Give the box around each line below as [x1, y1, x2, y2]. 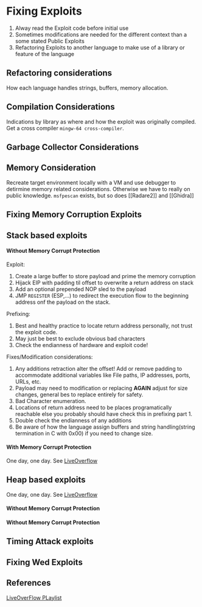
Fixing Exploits [6, 4, 82, 18]
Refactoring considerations [6, 68, 113, 79]
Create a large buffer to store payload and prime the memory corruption [15, 272, 196, 279]
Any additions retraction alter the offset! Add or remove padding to [15, 365, 183, 372]
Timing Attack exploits [6, 536, 94, 547]
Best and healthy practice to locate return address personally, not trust [15, 321, 193, 329]
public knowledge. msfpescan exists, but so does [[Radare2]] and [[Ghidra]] [6, 192, 194, 199]
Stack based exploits [6, 230, 88, 240]
